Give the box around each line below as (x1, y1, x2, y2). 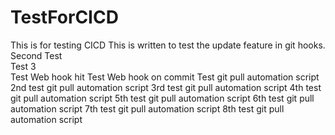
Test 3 (10, 60, 37, 72)
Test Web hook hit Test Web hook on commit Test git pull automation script (10, 71, 320, 83)
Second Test (10, 49, 63, 61)
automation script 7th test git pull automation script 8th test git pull (10, 102, 285, 115)
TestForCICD (10, 6, 119, 29)
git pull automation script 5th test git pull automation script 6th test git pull (10, 92, 315, 104)
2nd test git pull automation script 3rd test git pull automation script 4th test (10, 81, 322, 93)
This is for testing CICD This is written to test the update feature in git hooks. (10, 39, 326, 51)
